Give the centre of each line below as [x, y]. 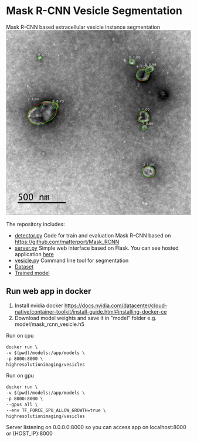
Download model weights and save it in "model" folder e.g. [86, 318]
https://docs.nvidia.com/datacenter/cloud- [116, 305]
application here [34, 254]
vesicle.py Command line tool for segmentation [72, 260]
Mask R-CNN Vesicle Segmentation [94, 11]
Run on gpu [20, 375]
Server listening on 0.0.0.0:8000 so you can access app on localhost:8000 [96, 427]
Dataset [24, 266]
